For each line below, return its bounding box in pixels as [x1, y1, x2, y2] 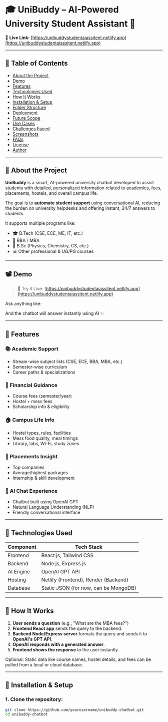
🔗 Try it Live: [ [17, 286, 46, 292]
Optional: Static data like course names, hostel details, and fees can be [5, 656, 151, 662]
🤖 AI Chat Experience [5, 487, 57, 494]
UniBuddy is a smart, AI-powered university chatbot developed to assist [5, 179, 154, 185]
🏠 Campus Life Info [5, 417, 55, 424]
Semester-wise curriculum [12, 364, 67, 370]
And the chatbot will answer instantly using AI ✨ [5, 310, 104, 316]
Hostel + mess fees [12, 399, 52, 405]
